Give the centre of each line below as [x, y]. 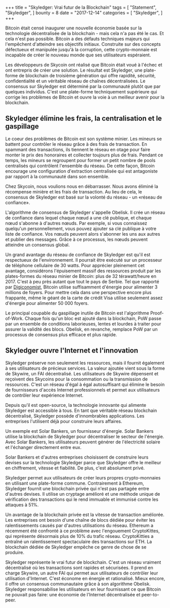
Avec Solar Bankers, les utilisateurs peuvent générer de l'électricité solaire [83, 442]
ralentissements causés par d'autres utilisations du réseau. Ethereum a [79, 525]
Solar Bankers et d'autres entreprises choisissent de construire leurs [77, 457]
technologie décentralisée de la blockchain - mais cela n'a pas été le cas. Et [84, 33]
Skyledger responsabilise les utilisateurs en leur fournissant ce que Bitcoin [83, 589]
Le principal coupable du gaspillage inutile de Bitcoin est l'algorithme [77, 313]
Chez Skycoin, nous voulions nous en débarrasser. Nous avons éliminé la [82, 186]
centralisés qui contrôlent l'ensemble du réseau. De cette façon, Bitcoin [80, 166]
